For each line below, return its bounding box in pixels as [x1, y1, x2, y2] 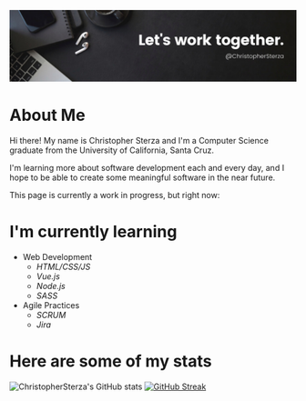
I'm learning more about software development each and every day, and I [9, 162, 285, 173]
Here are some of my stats [9, 351, 212, 372]
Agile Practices [22, 299, 80, 310]
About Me [9, 105, 86, 125]
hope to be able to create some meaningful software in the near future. [9, 172, 276, 183]
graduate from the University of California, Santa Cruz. [9, 145, 214, 155]
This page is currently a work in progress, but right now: [9, 189, 220, 200]
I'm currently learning [9, 222, 178, 242]
